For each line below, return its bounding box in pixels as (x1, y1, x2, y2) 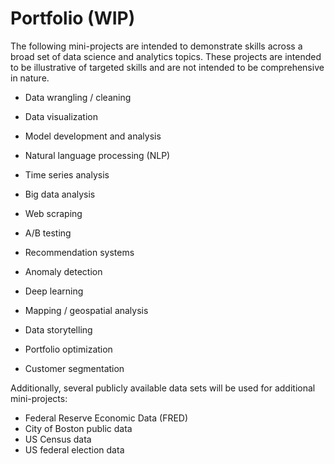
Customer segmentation (24, 362, 125, 374)
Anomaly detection (24, 265, 103, 277)
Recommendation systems (24, 246, 135, 258)
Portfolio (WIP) (10, 7, 136, 30)
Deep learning (24, 285, 84, 297)
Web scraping (24, 207, 83, 219)
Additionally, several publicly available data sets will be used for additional (10, 382, 316, 394)
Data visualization (24, 110, 99, 122)
